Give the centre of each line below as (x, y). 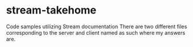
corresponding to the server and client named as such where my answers (96, 32)
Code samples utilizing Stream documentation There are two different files (97, 26)
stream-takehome (51, 10)
